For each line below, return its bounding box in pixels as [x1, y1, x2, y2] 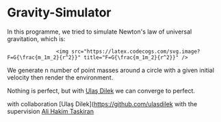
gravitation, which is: [7, 34, 66, 42]
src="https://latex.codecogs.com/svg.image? [71, 48, 200, 55]
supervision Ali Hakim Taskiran [7, 107, 94, 115]
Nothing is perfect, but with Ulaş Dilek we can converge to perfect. [7, 86, 196, 95]
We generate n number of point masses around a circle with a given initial [7, 66, 214, 74]
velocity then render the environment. [7, 73, 114, 82]
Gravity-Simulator [7, 5, 112, 21]
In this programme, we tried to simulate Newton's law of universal [7, 27, 192, 36]
